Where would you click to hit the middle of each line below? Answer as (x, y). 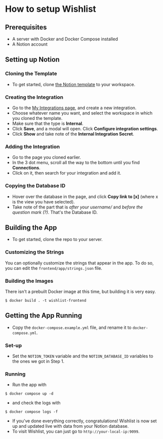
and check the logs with (36, 403)
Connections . (26, 168)
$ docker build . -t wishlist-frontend (46, 300)
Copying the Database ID (35, 186)
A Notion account (30, 44)
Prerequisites (26, 27)
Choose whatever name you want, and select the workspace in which (82, 113)
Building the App (31, 227)
